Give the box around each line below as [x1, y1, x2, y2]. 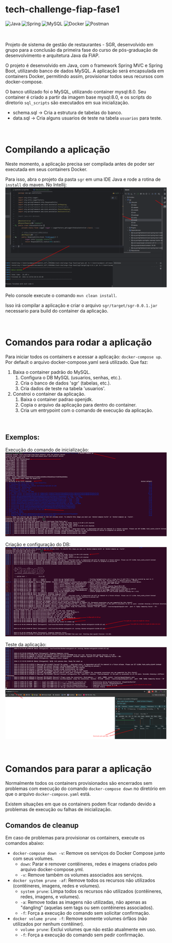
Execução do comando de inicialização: [5, 447, 89, 453]
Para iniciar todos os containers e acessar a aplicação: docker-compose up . [5, 353, 162, 360]
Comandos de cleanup [5, 821, 79, 830]
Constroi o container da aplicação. [12, 391, 85, 397]
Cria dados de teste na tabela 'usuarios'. [20, 385, 106, 391]
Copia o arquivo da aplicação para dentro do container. [20, 401, 137, 408]
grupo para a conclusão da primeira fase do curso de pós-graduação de [5, 47, 158, 53]
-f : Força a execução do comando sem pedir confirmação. [20, 932, 145, 938]
